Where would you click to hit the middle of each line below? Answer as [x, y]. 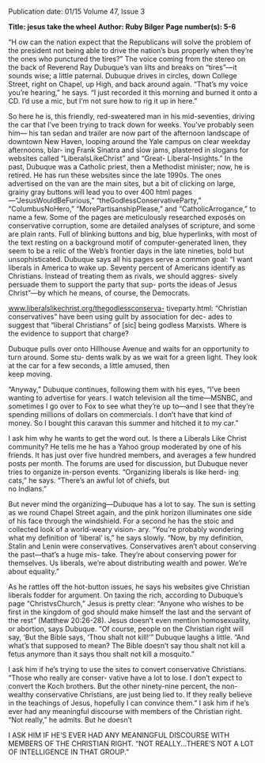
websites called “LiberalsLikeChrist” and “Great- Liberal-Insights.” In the [126, 158]
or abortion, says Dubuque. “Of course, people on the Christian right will [126, 629]
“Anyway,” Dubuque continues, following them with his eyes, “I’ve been [124, 389]
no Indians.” [28, 489]
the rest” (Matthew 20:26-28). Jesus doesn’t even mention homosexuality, [129, 620]
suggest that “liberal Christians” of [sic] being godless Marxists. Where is [127, 325]
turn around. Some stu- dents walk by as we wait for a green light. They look [133, 357]
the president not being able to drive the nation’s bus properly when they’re [131, 50]
